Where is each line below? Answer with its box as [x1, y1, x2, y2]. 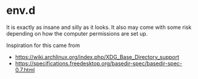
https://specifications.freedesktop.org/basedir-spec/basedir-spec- [15, 60, 183, 67]
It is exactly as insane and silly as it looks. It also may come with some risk [6, 24, 192, 31]
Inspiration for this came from [6, 42, 81, 49]
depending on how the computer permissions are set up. [6, 30, 148, 37]
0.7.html [15, 66, 35, 73]
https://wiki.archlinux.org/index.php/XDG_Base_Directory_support [15, 53, 180, 60]
